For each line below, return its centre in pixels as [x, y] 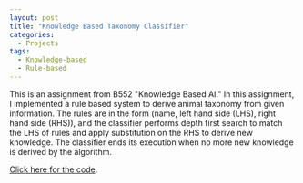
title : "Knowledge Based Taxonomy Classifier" [99, 26]
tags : [20, 52]
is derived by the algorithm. [61, 151]
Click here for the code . [54, 169]
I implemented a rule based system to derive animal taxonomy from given [147, 103]
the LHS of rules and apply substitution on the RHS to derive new [131, 132]
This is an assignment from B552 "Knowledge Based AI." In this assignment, [152, 94]
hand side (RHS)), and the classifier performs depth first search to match [146, 122]
